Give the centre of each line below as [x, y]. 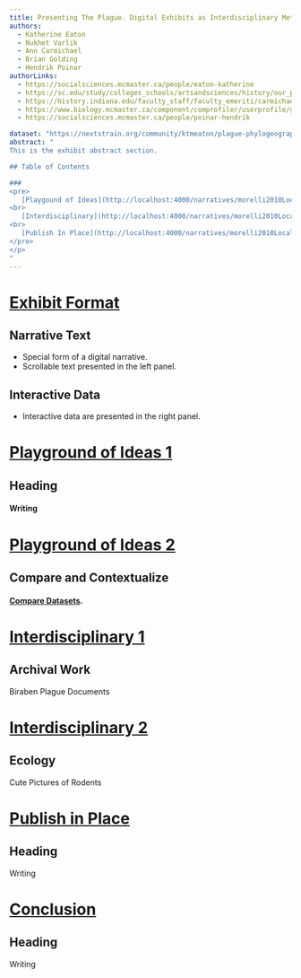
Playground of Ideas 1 [91, 453]
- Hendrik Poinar [50, 68]
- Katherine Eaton [52, 34]
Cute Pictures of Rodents [56, 782]
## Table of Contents [50, 167]
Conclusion [53, 909]
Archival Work [50, 670]
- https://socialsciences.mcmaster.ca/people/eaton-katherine [136, 84]
